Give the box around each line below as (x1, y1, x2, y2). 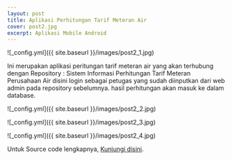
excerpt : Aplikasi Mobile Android (7, 29, 107, 37)
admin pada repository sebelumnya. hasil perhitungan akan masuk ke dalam (7, 84, 224, 92)
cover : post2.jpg (7, 23, 57, 30)
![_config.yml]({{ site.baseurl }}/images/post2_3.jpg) (7, 118, 156, 127)
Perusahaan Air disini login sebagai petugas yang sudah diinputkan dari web (7, 77, 225, 85)
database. (7, 91, 36, 100)
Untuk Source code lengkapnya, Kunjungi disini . (7, 145, 144, 153)
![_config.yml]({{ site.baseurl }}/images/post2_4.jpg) (7, 132, 156, 140)
